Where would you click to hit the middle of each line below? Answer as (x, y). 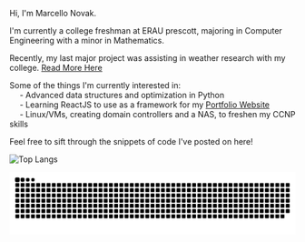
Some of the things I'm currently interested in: (95, 85)
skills (19, 124)
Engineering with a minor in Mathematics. (87, 40)
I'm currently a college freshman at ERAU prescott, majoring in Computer (146, 30)
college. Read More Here (56, 68)
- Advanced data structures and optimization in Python (122, 95)
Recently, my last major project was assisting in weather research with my (148, 58)
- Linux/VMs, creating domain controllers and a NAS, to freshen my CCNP (157, 114)
